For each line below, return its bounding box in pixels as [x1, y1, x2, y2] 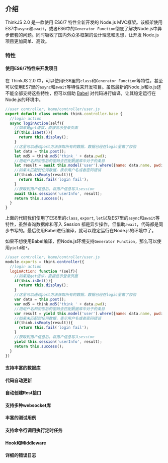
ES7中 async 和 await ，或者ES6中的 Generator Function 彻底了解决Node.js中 [5, 25, 158, 31]
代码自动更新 [5, 377, 32, 383]
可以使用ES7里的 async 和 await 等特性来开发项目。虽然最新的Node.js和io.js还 [5, 84, 162, 90]
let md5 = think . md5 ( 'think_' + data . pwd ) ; [14, 153, 107, 159]
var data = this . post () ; [14, 297, 66, 302]
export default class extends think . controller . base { [5, 111, 123, 116]
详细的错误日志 [5, 452, 36, 458]
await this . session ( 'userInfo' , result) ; [14, 191, 102, 196]
